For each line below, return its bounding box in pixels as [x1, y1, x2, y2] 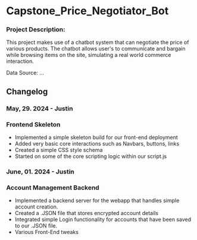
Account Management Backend [6, 183, 99, 191]
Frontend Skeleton [6, 120, 61, 128]
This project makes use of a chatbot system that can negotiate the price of [6, 39, 189, 46]
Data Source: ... [6, 70, 45, 77]
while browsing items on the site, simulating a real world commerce [6, 52, 171, 59]
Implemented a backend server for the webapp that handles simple [14, 197, 180, 204]
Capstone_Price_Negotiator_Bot [6, 4, 169, 18]
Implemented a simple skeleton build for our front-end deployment [14, 134, 179, 141]
